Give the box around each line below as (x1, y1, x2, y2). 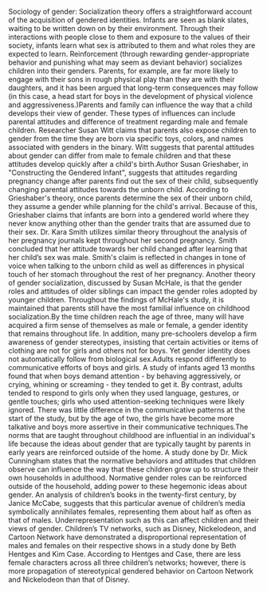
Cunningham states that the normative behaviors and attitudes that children (8, 456, 257, 465)
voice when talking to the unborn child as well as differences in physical (8, 261, 245, 270)
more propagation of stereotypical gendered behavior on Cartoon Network (8, 566, 253, 575)
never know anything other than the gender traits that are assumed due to (8, 219, 251, 228)
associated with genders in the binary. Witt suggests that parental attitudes (8, 143, 255, 152)
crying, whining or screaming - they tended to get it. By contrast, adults (8, 380, 243, 389)
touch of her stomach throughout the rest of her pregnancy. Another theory (8, 270, 256, 278)
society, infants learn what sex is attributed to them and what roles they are (8, 41, 256, 50)
